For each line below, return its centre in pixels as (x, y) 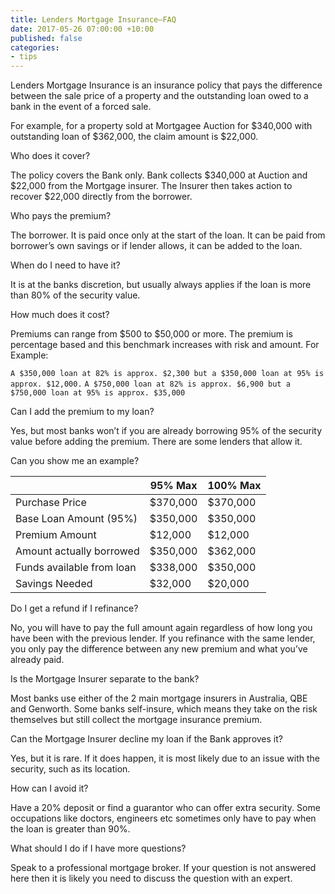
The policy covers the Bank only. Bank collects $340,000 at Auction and (159, 175)
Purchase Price (51, 503)
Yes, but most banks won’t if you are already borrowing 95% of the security (166, 431)
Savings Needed (54, 584)
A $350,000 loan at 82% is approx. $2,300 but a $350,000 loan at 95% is (167, 374)
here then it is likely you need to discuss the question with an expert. (151, 878)
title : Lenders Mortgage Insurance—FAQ (93, 19)
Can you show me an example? (75, 461)
